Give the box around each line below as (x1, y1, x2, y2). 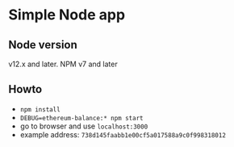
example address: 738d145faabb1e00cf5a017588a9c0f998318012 (19, 129, 226, 139)
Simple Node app (8, 6, 126, 24)
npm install (19, 105, 61, 114)
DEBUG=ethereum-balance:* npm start (19, 114, 144, 122)
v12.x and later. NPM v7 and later (8, 59, 119, 69)
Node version (8, 38, 78, 52)
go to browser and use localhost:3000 (19, 121, 148, 131)
